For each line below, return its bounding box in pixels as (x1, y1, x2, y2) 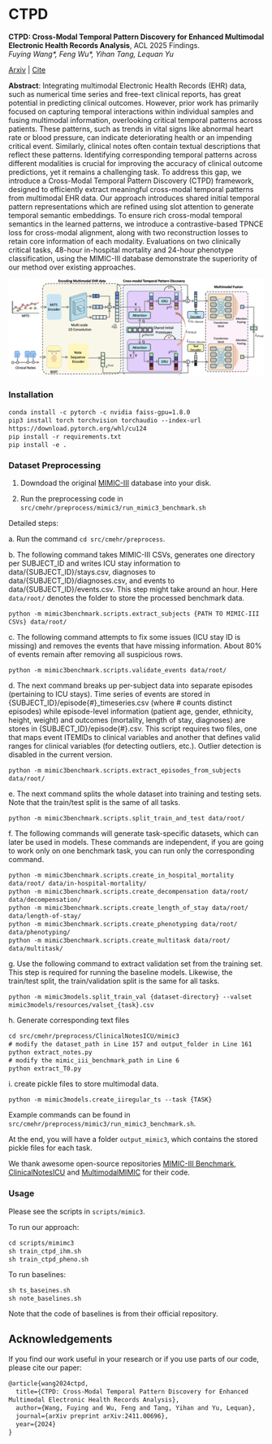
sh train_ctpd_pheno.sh (8, 1255, 89, 1263)
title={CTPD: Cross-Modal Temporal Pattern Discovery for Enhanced (15, 1387, 249, 1396)
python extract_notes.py (8, 1048, 93, 1057)
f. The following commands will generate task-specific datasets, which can (8, 829, 259, 838)
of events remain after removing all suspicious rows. (8, 650, 183, 659)
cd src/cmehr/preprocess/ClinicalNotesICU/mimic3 (8, 1032, 180, 1040)
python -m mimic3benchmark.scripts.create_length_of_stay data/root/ (8, 904, 249, 912)
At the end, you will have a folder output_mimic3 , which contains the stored (8, 1135, 258, 1144)
